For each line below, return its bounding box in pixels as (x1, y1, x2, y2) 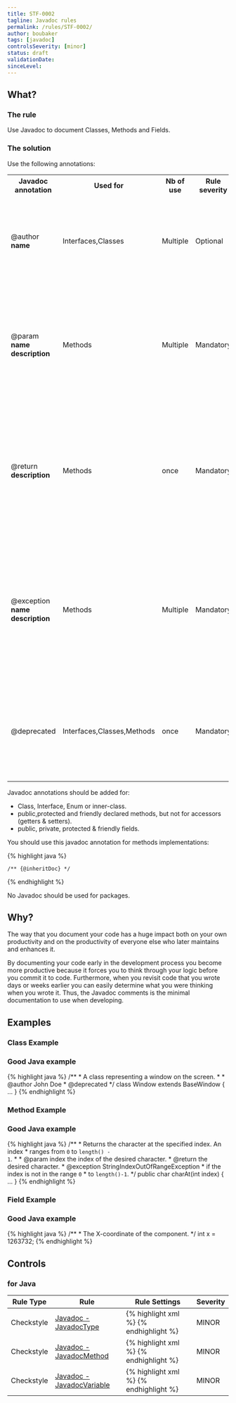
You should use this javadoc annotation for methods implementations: (7, 838, 209, 846)
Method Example (7, 1105, 67, 1114)
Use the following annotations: (7, 159, 96, 168)
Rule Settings (134, 1297, 181, 1307)
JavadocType (55, 1322, 100, 1332)
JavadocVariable (55, 1380, 110, 1390)
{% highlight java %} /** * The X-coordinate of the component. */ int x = (7, 1230, 216, 1238)
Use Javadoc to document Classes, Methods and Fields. (7, 126, 171, 134)
